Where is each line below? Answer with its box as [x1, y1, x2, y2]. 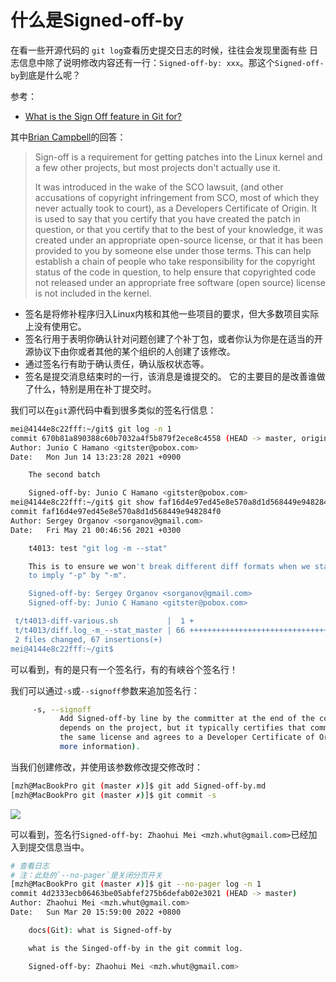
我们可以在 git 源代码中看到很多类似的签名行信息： [10, 404, 217, 416]
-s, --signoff [32, 704, 92, 715]
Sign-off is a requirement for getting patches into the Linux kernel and [34, 151, 323, 163]
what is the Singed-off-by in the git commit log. [28, 943, 244, 953]
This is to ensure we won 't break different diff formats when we [28, 561, 311, 571]
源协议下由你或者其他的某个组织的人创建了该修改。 [24, 345, 236, 357]
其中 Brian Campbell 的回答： [10, 131, 127, 143]
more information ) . [59, 742, 141, 752]
